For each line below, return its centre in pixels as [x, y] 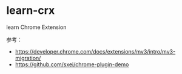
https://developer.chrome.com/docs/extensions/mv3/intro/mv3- [95, 51]
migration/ [28, 58]
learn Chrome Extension [36, 27]
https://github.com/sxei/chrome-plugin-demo [72, 64]
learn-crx [31, 11]
